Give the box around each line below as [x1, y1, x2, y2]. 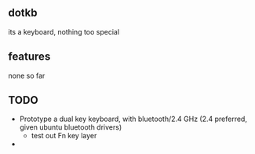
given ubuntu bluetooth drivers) [19, 123, 122, 132]
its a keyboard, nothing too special [8, 27, 120, 36]
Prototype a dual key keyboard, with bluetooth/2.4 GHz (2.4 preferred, [19, 114, 247, 124]
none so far [8, 71, 46, 80]
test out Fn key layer [31, 131, 97, 141]
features [8, 50, 51, 64]
